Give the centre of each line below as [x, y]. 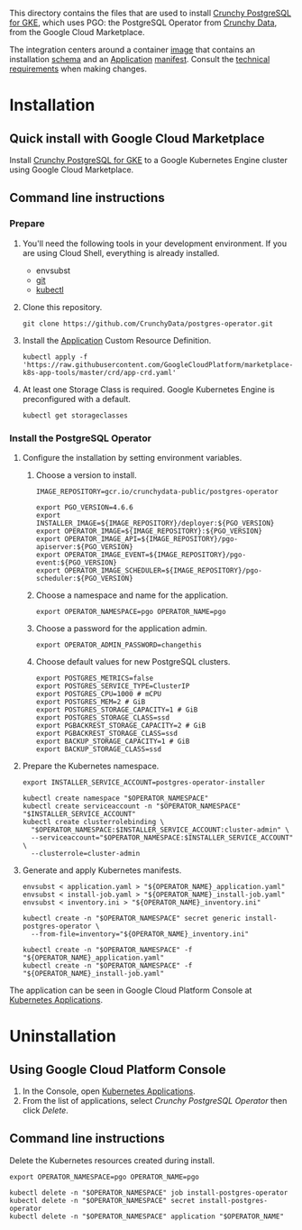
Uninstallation [63, 1037]
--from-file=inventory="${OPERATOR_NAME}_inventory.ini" [140, 934]
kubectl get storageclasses [75, 415]
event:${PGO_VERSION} [76, 563]
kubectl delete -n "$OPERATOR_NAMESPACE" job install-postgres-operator [149, 1193]
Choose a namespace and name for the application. [132, 595]
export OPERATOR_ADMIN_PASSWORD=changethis [119, 645]
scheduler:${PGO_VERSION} [84, 578]
